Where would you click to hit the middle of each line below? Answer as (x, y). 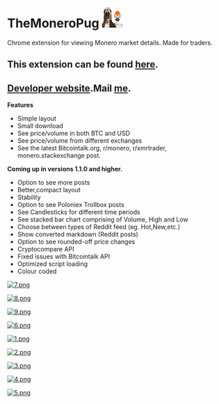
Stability (29, 197)
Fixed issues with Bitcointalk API (63, 256)
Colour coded (37, 272)
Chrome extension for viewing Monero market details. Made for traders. (110, 42)
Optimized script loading (52, 264)
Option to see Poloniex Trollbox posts (71, 205)
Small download (40, 126)
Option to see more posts (54, 182)
